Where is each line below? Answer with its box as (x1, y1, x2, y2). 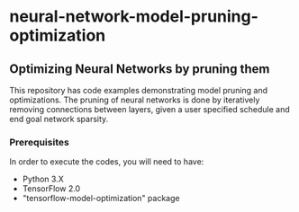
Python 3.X (22, 173, 65, 185)
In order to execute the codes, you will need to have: (9, 156, 204, 167)
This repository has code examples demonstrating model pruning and (9, 85, 268, 95)
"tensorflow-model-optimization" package (22, 193, 180, 204)
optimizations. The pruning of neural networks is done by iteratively (9, 94, 260, 105)
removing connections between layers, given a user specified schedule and (9, 104, 290, 114)
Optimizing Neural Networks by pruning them (9, 61, 270, 76)
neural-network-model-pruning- (9, 6, 259, 27)
